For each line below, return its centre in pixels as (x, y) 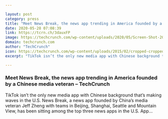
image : (12, 37)
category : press (22, 19)
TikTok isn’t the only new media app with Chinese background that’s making (83, 95)
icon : (11, 51)
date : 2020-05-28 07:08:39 (33, 28)
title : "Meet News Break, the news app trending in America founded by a (84, 23)
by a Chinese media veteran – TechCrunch (57, 84)
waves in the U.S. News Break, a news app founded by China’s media (76, 100)
